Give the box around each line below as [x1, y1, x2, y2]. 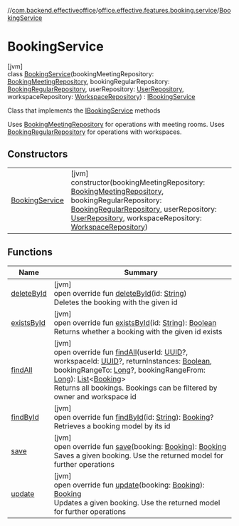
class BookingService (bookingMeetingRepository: [7, 69, 154, 78]
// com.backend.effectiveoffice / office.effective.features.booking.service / [7, 6, 220, 14]
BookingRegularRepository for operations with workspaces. [7, 128, 182, 136]
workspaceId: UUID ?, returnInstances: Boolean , [53, 356, 212, 366]
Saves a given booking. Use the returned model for [53, 450, 224, 460]
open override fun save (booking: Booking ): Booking [53, 441, 226, 451]
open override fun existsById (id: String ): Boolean [53, 317, 217, 327]
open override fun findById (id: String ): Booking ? [53, 412, 214, 422]
